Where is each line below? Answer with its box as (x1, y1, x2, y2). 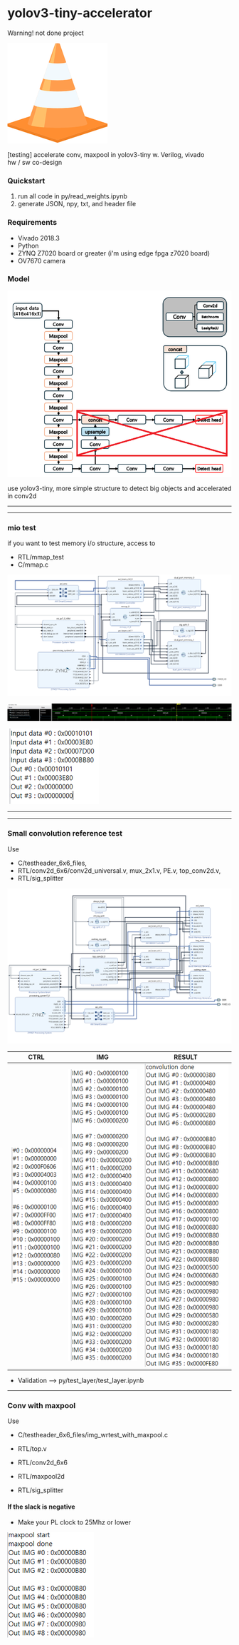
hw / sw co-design (7, 158, 63, 166)
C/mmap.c (17, 560, 49, 569)
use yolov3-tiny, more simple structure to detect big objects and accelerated (7, 484, 232, 493)
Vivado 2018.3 (17, 233, 60, 242)
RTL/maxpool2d (17, 1472, 65, 1481)
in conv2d (7, 492, 37, 500)
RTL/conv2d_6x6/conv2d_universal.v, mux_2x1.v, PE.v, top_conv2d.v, (17, 866, 221, 875)
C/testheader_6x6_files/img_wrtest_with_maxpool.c (17, 1431, 169, 1439)
